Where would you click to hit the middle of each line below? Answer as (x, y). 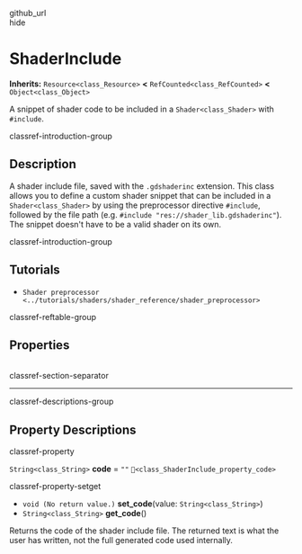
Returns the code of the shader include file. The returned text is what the (144, 531)
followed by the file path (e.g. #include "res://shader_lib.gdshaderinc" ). (146, 214)
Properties (40, 345)
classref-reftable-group (53, 317)
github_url (28, 13)
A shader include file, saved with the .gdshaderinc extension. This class (142, 186)
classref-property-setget (55, 487)
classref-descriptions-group (62, 402)
